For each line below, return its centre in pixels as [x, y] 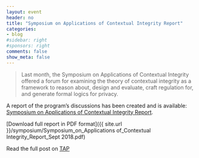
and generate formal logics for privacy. [69, 94]
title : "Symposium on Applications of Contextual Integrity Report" [95, 23]
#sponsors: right [28, 46]
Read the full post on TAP [38, 148]
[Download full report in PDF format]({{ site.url [64, 124]
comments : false [27, 52]
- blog [15, 35]
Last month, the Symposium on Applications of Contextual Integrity [105, 74]
